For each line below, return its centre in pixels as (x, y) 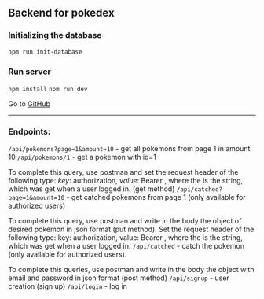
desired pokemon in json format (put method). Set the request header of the (131, 229)
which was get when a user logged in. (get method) (92, 189)
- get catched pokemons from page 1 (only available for (156, 197)
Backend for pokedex (62, 13)
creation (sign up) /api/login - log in (68, 286)
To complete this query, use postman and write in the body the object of (125, 221)
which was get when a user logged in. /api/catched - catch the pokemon (126, 246)
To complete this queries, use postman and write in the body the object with (131, 270)
